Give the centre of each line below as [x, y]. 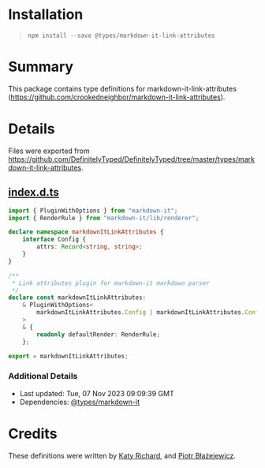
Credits [33, 434]
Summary [41, 67]
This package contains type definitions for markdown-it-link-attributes [122, 88]
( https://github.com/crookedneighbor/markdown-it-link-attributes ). [117, 97]
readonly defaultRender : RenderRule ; [98, 334]
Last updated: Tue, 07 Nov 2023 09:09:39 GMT [97, 393]
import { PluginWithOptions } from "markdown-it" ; [93, 211]
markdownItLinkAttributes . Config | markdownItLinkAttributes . [141, 313]
